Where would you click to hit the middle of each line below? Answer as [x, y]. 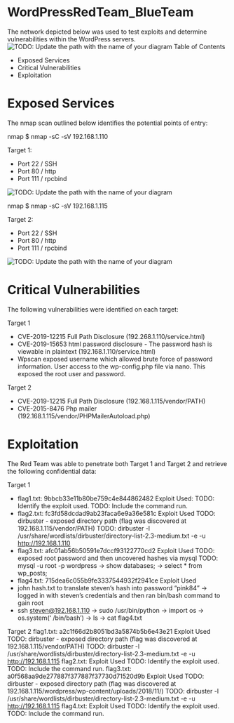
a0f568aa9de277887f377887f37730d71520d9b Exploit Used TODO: [106, 676]
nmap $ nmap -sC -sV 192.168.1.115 [58, 206]
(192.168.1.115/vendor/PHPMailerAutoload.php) [84, 416]
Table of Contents [200, 46]
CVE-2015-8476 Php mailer [57, 409]
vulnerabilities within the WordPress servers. [72, 39]
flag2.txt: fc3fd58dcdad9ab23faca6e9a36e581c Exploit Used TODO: [116, 513]
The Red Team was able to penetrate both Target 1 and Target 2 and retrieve [117, 463]
